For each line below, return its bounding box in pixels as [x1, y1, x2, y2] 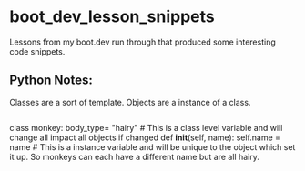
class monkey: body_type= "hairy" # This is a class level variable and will [9, 122, 283, 133]
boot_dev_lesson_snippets [9, 6, 216, 27]
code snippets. [9, 45, 66, 56]
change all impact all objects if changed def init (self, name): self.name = [9, 132, 280, 143]
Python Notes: [9, 73, 94, 88]
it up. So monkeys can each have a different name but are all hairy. [9, 151, 259, 162]
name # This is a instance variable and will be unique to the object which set [9, 141, 296, 152]
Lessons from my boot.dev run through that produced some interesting [9, 36, 276, 47]
